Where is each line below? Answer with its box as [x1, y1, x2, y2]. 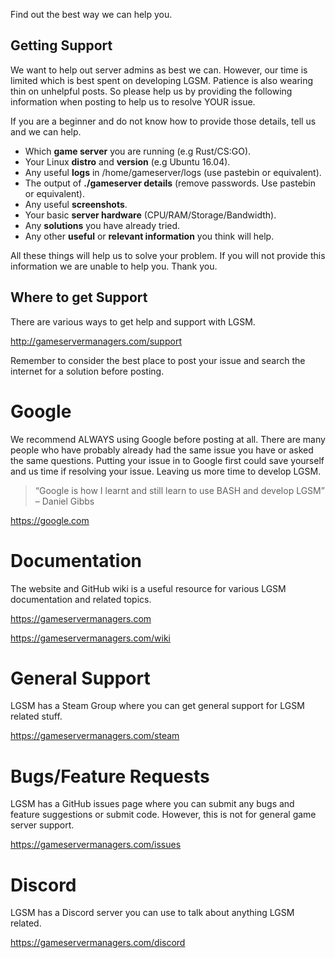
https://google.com [10, 514, 90, 526]
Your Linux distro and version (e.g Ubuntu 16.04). [24, 155, 231, 168]
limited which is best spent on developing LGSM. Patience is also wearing [10, 74, 314, 86]
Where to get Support [10, 289, 148, 306]
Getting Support [10, 37, 113, 54]
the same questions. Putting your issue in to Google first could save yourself [10, 454, 325, 466]
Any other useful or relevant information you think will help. [24, 230, 275, 242]
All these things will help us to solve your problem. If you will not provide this [10, 249, 326, 261]
